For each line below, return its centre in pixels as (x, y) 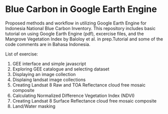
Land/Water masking (34, 106)
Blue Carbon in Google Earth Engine (81, 9)
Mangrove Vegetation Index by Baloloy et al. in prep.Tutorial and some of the (84, 39)
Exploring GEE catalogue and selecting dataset (61, 69)
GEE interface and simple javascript (49, 63)
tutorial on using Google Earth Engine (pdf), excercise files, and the (74, 33)
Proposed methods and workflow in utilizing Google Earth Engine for (76, 23)
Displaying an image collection (44, 74)
